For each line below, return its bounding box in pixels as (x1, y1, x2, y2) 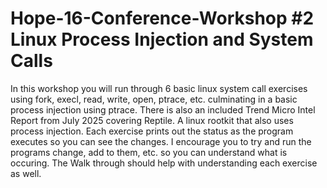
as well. (10, 167, 42, 179)
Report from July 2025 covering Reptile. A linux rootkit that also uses (10, 114, 294, 126)
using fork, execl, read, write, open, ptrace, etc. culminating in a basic (10, 93, 298, 105)
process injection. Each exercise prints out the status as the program (10, 125, 294, 137)
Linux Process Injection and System (10, 28, 314, 51)
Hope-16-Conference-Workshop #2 (10, 7, 315, 30)
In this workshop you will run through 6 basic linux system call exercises (10, 82, 308, 94)
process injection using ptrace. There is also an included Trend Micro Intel (10, 103, 316, 116)
